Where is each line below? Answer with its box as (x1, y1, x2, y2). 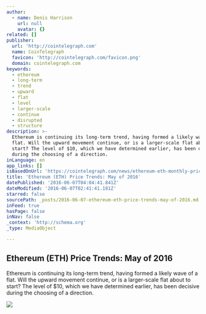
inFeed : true (6, 203, 40, 209)
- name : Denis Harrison (12, 15, 72, 21)
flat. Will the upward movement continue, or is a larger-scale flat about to (6, 276, 191, 283)
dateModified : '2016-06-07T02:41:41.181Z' (6, 185, 116, 192)
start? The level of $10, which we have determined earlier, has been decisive (6, 282, 200, 290)
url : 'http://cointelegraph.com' (12, 43, 97, 50)
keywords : (6, 65, 32, 72)
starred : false (6, 191, 45, 197)
